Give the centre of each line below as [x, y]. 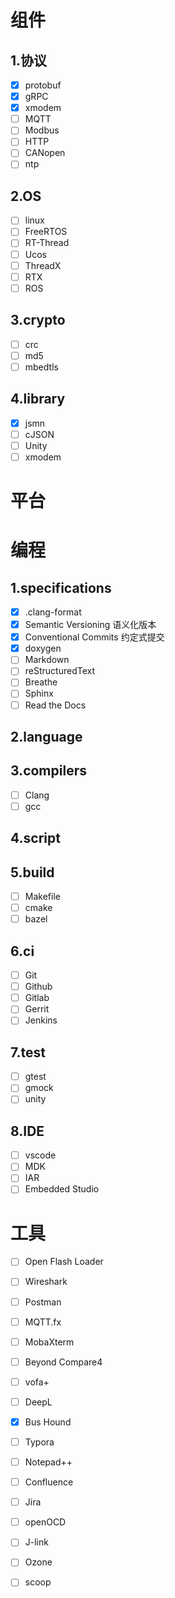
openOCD [45, 1522]
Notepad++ [48, 1462]
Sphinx [39, 693]
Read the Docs [55, 705]
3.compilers [48, 771]
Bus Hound [48, 1422]
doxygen [43, 648]
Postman [43, 1302]
